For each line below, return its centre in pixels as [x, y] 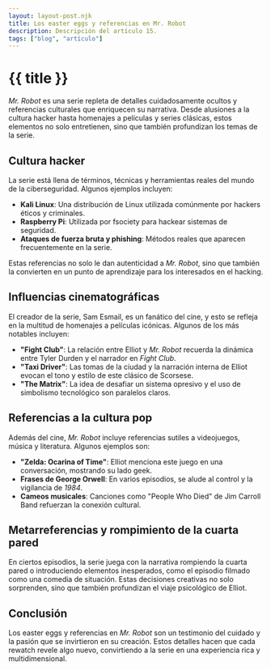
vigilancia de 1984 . [51, 487]
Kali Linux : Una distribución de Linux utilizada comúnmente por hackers [140, 204]
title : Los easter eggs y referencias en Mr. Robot [97, 23]
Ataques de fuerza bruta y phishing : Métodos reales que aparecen [133, 239]
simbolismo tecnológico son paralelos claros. [95, 392]
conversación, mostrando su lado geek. [86, 470]
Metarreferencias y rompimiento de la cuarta [123, 530]
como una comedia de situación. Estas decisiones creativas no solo [121, 579]
